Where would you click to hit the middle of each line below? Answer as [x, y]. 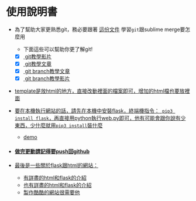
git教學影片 [38, 56]
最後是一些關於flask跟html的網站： [56, 165]
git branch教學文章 [47, 71]
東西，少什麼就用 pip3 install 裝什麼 [59, 125]
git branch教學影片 [47, 79]
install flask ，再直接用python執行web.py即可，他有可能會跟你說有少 [100, 118]
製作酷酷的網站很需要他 [51, 193]
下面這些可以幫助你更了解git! [58, 49]
